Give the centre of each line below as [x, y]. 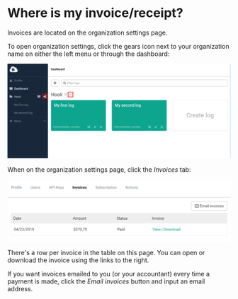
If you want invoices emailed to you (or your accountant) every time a [109, 274]
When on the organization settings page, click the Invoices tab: [99, 170]
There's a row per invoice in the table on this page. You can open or [106, 253]
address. [20, 289]
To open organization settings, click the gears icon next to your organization [118, 46]
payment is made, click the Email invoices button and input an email [106, 281]
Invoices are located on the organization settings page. [87, 33]
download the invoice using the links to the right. [78, 260]
